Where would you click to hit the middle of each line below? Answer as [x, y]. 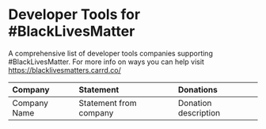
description [199, 112]
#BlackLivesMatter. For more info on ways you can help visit [106, 62]
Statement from [108, 103]
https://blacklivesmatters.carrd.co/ [65, 70]
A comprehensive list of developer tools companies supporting [111, 53]
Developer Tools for [74, 15]
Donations [198, 89]
